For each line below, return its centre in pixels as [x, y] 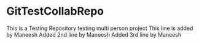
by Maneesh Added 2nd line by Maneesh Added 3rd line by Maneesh [94, 34]
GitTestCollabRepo [55, 11]
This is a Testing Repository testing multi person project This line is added [100, 28]
